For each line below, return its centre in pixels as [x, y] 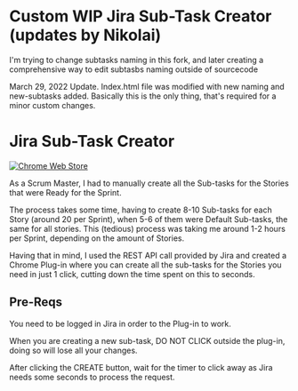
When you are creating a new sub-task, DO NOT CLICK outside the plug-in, [147, 340]
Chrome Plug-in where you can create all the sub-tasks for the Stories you [145, 265]
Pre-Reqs [36, 303]
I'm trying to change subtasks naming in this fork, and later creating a [137, 60]
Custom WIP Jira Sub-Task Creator [141, 16]
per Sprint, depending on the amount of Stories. [97, 238]
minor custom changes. [52, 105]
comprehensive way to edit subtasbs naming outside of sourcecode [134, 69]
